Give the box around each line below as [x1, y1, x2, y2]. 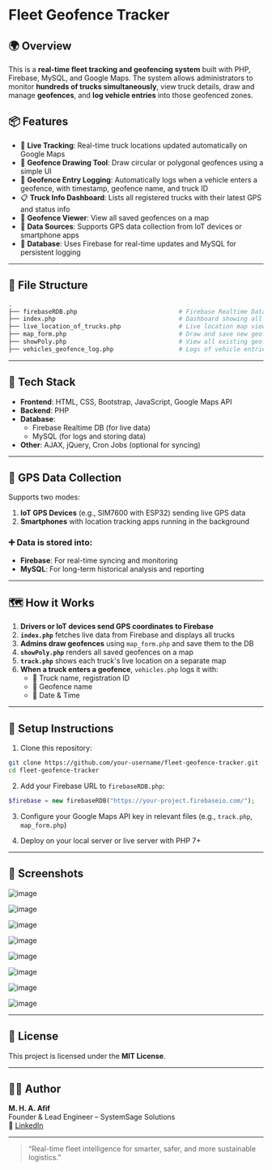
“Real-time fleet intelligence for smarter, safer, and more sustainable [28, 1144, 257, 1154]
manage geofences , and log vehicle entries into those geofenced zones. [8, 91, 253, 100]
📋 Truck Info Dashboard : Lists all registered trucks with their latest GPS [19, 192, 262, 202]
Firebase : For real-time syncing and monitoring [19, 555, 178, 565]
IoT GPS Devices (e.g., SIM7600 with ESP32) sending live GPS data [19, 508, 246, 518]
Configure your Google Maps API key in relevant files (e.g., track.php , [19, 811, 253, 821]
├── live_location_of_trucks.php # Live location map [8, 323, 249, 331]
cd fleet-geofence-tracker [8, 766, 100, 775]
